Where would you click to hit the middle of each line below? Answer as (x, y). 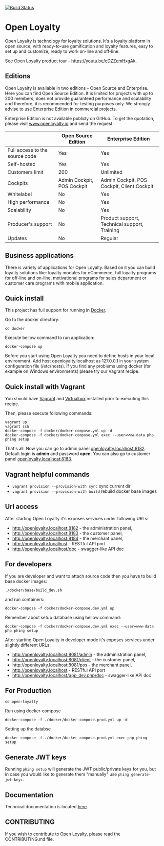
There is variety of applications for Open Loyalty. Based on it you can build (80, 267)
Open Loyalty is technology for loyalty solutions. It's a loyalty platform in (78, 41)
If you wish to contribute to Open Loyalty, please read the (63, 834)
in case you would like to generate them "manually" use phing (67, 774)
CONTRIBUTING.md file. (30, 839)
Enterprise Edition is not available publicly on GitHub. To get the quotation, (80, 118)
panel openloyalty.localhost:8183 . (39, 459)
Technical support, (122, 224)
